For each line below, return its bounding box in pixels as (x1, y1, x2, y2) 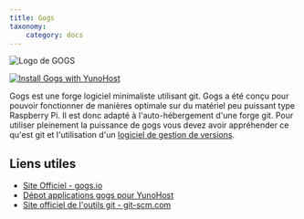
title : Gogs (9, 13, 55, 23)
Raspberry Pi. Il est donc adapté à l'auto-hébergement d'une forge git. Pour (9, 110, 294, 121)
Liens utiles (9, 156, 77, 172)
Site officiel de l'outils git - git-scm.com (22, 200, 172, 211)
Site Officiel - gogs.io (22, 180, 103, 192)
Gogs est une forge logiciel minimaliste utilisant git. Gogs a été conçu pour (9, 90, 289, 101)
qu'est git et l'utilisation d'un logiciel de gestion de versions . (9, 130, 236, 141)
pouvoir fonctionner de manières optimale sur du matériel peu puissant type (9, 100, 296, 111)
